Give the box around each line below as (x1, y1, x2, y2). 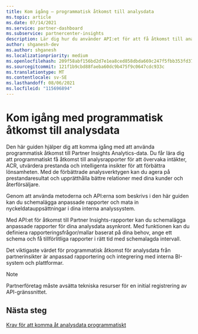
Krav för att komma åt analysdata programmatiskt (6, 321, 127, 328)
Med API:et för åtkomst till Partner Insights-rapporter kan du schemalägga (6, 216, 186, 223)
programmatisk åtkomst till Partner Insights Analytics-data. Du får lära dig (6, 149, 184, 157)
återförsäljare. (6, 181, 40, 188)
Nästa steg (6, 306, 47, 316)
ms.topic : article (6, 14, 51, 20)
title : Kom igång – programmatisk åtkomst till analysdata (6, 8, 154, 15)
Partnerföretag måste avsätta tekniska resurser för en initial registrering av (6, 282, 187, 289)
